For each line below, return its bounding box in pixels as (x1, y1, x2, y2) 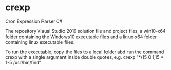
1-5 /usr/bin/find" (5, 59, 42, 65)
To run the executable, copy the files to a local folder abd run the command (5, 49, 164, 55)
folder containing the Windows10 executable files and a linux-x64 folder (5, 33, 157, 40)
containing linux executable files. (5, 39, 75, 45)
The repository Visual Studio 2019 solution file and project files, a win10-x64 (5, 28, 166, 34)
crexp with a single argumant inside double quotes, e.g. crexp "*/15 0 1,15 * (5, 54, 164, 60)
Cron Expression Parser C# (5, 18, 63, 24)
